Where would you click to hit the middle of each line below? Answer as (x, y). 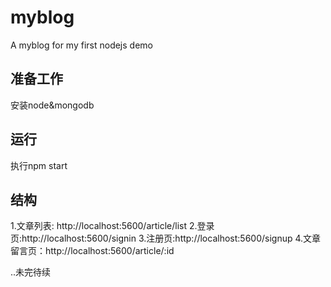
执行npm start (39, 165)
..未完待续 (31, 272)
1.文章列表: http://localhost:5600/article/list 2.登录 (112, 226)
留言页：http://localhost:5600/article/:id (92, 251)
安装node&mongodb (52, 105)
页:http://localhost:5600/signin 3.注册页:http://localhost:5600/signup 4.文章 (166, 238)
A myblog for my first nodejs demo (81, 45)
